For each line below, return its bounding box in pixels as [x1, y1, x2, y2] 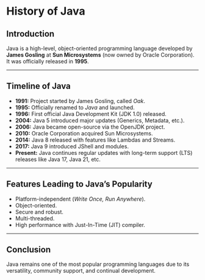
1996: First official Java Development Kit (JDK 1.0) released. [15, 110, 167, 117]
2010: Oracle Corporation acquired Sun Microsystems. [15, 129, 153, 137]
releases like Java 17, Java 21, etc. [15, 156, 101, 163]
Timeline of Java [6, 81, 71, 92]
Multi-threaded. [15, 215, 55, 222]
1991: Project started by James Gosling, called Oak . [15, 97, 145, 104]
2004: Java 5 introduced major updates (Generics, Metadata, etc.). [15, 117, 185, 124]
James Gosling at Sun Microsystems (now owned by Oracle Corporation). [6, 51, 195, 59]
